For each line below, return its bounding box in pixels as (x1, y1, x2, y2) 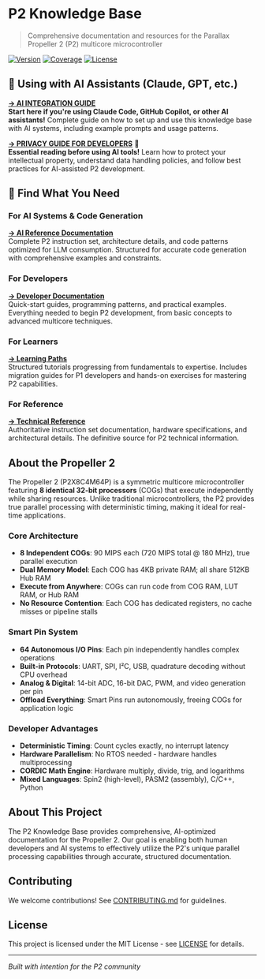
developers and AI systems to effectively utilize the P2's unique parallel (8, 843, 241, 853)
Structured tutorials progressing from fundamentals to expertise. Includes (8, 362, 248, 372)
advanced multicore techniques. (8, 316, 113, 326)
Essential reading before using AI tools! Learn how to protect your (8, 147, 226, 156)
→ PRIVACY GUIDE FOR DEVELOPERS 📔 (8, 139, 140, 148)
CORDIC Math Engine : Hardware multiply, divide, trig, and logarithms (19, 766, 244, 775)
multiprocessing (19, 758, 73, 768)
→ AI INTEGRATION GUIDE (8, 98, 96, 107)
